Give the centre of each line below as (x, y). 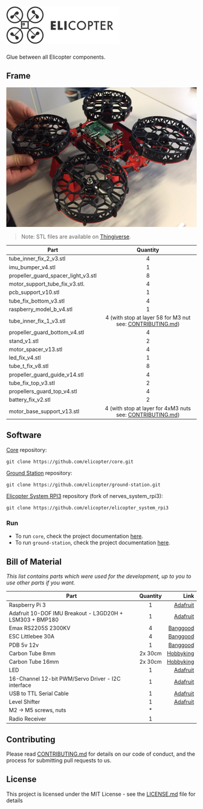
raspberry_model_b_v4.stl (40, 309)
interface (20, 685)
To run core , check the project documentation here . (79, 536)
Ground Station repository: (39, 473)
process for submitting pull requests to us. (59, 760)
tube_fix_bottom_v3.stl (37, 301)
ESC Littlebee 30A (31, 637)
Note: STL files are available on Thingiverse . (76, 237)
